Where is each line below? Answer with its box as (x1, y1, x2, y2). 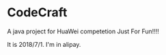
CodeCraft (7, 5, 68, 20)
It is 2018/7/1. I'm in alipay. (7, 40, 81, 48)
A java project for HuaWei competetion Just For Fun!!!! (7, 27, 159, 35)
